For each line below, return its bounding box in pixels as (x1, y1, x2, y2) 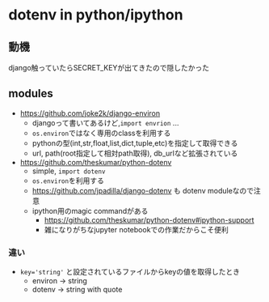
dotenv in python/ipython (8, 6, 183, 24)
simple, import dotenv (32, 166, 106, 176)
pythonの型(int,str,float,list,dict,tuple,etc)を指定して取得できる (32, 138, 238, 147)
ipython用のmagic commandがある (32, 206, 149, 215)
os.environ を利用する (32, 176, 105, 185)
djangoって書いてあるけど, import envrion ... (32, 117, 179, 127)
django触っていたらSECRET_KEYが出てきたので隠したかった (8, 63, 210, 72)
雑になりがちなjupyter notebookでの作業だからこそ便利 (44, 224, 229, 234)
